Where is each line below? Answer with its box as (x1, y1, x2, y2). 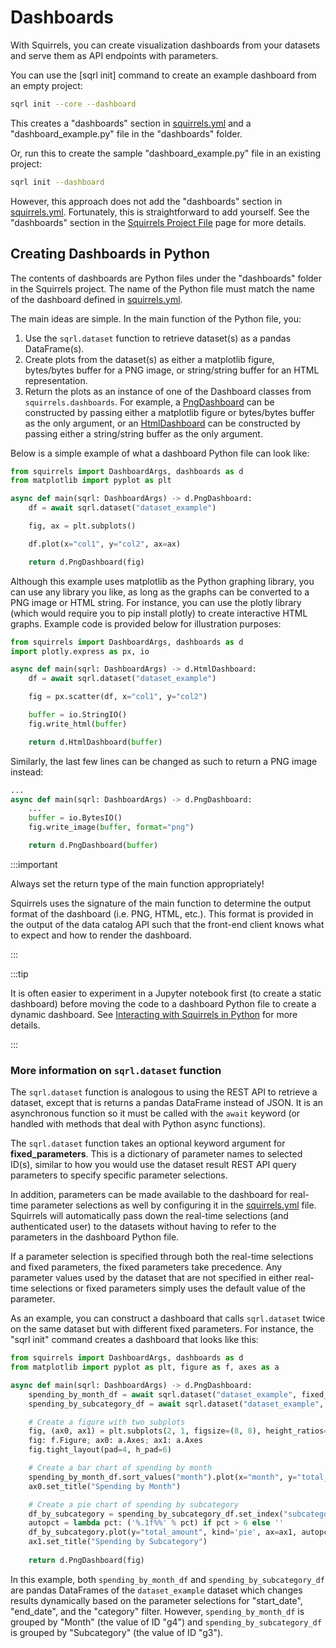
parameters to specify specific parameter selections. (10, 1169, 228, 1181)
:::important (10, 858, 58, 870)
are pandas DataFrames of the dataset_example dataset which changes (10, 1584, 303, 1596)
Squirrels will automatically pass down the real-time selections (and (10, 1210, 289, 1222)
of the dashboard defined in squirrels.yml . (10, 293, 183, 305)
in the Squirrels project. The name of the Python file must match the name (10, 282, 315, 295)
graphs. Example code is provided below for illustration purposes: (10, 617, 282, 630)
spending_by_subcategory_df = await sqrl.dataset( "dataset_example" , (28, 1399, 325, 1409)
